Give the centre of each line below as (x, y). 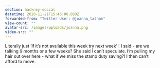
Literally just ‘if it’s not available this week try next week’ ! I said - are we (77, 46)
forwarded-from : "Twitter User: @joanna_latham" (55, 18)
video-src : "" (19, 32)
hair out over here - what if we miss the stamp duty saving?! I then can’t (77, 56)
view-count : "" (20, 23)
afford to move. (20, 61)
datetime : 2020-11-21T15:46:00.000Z (42, 14)
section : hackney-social (30, 9)
